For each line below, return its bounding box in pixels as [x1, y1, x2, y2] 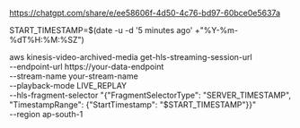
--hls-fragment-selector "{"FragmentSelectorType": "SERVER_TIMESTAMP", [9, 90, 292, 100]
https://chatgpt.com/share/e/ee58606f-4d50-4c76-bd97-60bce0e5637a [9, 8, 281, 18]
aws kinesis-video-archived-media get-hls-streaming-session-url [9, 52, 253, 62]
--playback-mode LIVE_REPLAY [9, 81, 128, 90]
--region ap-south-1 [9, 109, 84, 119]
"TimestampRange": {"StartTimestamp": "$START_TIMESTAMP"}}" [9, 99, 257, 110]
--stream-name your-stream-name [9, 71, 139, 81]
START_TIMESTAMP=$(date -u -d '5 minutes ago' [9, 25, 193, 35]
